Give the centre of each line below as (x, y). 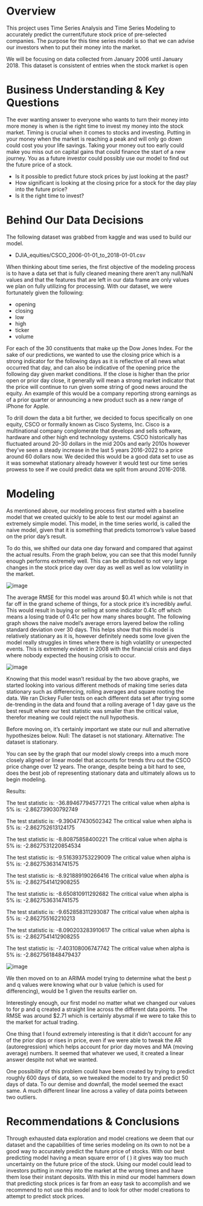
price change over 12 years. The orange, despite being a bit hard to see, (96, 766)
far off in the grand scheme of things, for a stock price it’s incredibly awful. (99, 603)
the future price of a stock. (40, 164)
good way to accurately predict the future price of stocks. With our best (96, 1151)
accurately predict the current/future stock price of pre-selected (86, 34)
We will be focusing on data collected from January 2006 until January (95, 59)
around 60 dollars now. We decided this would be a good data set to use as (100, 456)
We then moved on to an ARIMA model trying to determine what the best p (99, 978)
